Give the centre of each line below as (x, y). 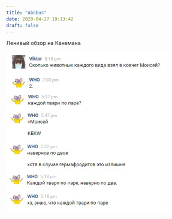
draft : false (22, 25)
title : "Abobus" (26, 13)
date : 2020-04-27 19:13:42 (40, 19)
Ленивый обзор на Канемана (43, 43)
